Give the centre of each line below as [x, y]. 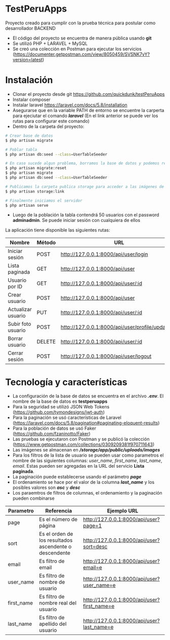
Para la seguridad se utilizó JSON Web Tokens [61, 407]
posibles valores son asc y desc [46, 487]
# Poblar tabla [21, 149]
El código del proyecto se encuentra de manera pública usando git [82, 38]
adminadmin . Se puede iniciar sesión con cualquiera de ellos [76, 220]
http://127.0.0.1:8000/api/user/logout [106, 356]
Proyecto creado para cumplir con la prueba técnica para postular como [80, 23]
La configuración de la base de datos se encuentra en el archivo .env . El [88, 396]
